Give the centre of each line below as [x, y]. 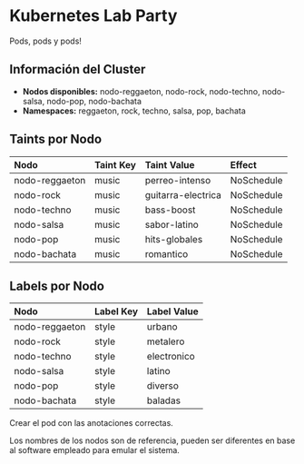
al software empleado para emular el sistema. [94, 450]
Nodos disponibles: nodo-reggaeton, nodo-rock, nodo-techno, [141, 91]
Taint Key [115, 164]
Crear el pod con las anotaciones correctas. [92, 423]
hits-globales [174, 239]
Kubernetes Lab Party [93, 16]
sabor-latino [172, 224]
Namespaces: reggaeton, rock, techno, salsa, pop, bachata [134, 111]
